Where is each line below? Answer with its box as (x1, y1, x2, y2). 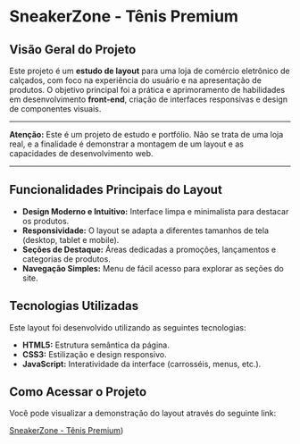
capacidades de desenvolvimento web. (9, 148, 154, 158)
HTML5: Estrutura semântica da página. (21, 339, 170, 350)
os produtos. (21, 215, 70, 226)
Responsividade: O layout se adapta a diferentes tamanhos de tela (21, 225, 270, 236)
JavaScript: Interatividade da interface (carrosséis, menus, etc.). (21, 358, 262, 369)
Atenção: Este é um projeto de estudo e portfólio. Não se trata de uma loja (9, 130, 284, 139)
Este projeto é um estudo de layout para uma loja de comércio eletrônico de (9, 65, 290, 76)
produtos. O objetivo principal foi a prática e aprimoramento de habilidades (9, 85, 286, 95)
